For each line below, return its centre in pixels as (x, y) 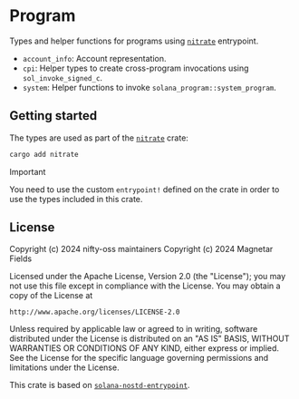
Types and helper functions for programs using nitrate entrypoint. (134, 41)
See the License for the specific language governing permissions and (139, 358)
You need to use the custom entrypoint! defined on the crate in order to (145, 189)
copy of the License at (51, 296)
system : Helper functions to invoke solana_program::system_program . (149, 87)
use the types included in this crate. (76, 199)
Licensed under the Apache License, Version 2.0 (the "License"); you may (148, 277)
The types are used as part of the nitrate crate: (99, 138)
